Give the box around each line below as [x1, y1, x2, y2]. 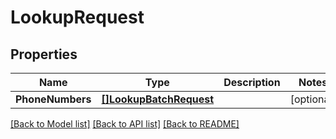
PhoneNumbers [15, 92, 92, 106]
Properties [10, 46, 78, 63]
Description [223, 76, 281, 89]
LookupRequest [10, 6, 145, 29]
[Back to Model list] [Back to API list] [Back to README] [10, 118, 240, 130]
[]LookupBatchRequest [101, 92, 215, 106]
